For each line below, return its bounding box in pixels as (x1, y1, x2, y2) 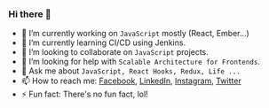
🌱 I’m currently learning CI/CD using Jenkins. (20, 37, 186, 48)
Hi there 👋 (8, 8, 52, 20)
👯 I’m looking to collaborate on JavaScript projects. (20, 47, 210, 58)
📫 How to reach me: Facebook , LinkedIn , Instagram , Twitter (20, 75, 241, 87)
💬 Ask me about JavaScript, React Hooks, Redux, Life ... (20, 66, 241, 76)
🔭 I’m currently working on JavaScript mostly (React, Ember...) (20, 28, 249, 39)
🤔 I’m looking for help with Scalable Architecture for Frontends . (20, 57, 261, 67)
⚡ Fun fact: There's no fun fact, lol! (20, 89, 148, 100)
